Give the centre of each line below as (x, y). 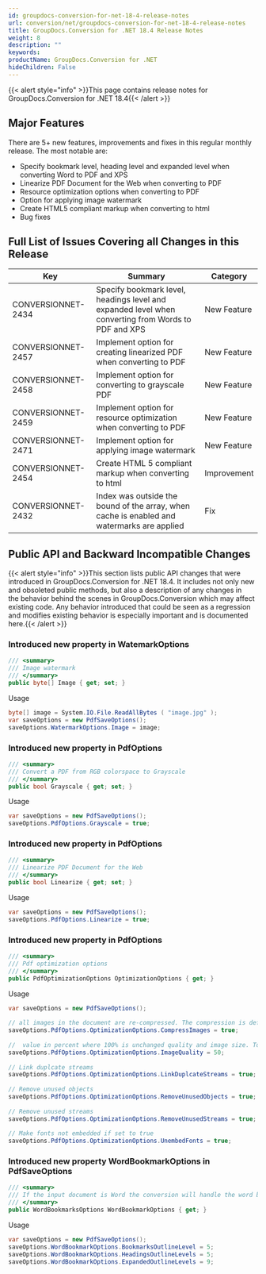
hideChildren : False (42, 67)
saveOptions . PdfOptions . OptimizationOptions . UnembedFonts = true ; (120, 1141)
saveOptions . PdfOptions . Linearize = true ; (79, 919)
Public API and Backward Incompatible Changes (129, 554)
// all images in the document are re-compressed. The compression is (127, 1023)
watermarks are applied (140, 526)
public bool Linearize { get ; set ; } (70, 883)
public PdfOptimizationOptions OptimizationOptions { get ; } (111, 978)
